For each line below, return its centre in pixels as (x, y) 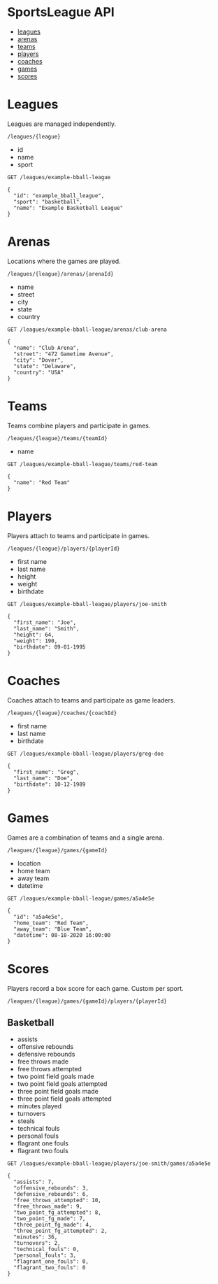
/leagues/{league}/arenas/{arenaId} (60, 274)
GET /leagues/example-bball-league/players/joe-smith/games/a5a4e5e (109, 1164)
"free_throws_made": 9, (48, 1207)
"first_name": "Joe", (45, 622)
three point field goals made (58, 1092)
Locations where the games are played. (64, 261)
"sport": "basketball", (48, 202)
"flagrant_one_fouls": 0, (51, 1262)
